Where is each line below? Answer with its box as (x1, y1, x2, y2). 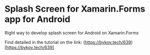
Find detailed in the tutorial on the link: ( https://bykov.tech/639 (4, 39, 131, 45)
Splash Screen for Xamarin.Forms (4, 3, 146, 15)
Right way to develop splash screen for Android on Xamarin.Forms (4, 30, 139, 36)
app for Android (4, 14, 71, 25)
